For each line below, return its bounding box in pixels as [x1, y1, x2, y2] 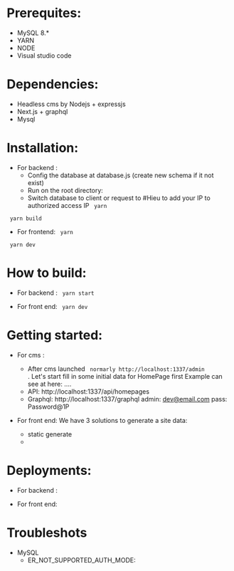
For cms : [16, 350, 45, 359]
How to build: [6, 265, 87, 281]
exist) [27, 178, 44, 187]
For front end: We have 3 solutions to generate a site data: [16, 416, 188, 424]
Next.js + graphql [16, 107, 68, 115]
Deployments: [6, 462, 92, 478]
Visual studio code [16, 51, 72, 60]
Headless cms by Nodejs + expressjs [16, 100, 126, 108]
